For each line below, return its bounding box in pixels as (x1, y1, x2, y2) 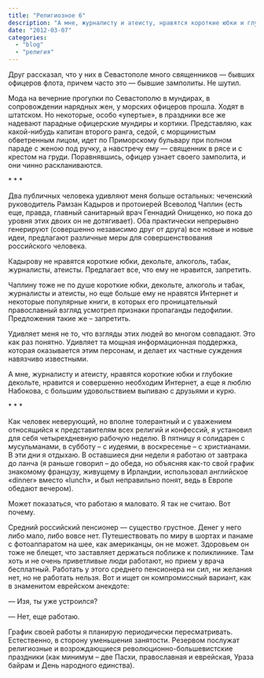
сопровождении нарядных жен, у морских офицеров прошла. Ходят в (8, 102, 245, 111)
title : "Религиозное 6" (8, 11, 86, 20)
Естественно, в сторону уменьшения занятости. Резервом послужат (8, 635, 240, 645)
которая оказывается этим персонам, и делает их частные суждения (8, 346, 242, 355)
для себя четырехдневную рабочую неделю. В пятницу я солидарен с (8, 434, 245, 442)
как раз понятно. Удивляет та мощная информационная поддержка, (8, 337, 238, 347)
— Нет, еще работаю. (8, 612, 80, 621)
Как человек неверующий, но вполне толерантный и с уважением (8, 417, 232, 426)
